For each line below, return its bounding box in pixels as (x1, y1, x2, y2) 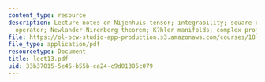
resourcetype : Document (8, 48, 87, 55)
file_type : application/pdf (8, 41, 101, 48)
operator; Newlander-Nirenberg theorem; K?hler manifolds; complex (15, 26, 242, 34)
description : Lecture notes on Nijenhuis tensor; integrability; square (8, 19, 252, 27)
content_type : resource (8, 11, 87, 20)
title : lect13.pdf (8, 55, 69, 63)
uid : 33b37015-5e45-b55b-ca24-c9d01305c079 (8, 62, 154, 70)
